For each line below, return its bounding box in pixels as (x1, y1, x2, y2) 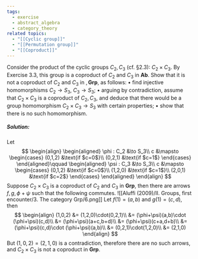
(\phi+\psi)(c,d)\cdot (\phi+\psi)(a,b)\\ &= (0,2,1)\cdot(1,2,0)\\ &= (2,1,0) (14, 224, 186, 231)
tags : (7, 8, 20, 15)
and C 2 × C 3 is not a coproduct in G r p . (7, 246, 100, 255)
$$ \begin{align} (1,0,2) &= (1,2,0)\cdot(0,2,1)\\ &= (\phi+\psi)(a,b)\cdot (14, 212, 186, 219)
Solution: (7, 123, 30, 130)
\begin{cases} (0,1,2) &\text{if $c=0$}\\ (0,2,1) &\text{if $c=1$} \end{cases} (9, 154, 191, 161)
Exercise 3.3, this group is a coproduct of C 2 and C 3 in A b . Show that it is (7, 71, 186, 80)
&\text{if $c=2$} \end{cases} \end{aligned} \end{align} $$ (28, 172, 172, 180)
